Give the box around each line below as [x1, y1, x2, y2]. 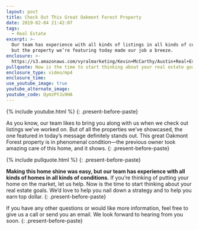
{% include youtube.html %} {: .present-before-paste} [6, 108, 138, 115]
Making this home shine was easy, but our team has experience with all [6, 168, 185, 175]
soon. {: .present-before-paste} [6, 217, 83, 224]
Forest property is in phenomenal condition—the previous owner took [6, 138, 176, 146]
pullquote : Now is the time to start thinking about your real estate [6, 64, 184, 70]
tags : [6, 25, 20, 31]
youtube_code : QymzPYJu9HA [6, 92, 73, 97]
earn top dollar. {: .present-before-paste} [6, 193, 107, 200]
